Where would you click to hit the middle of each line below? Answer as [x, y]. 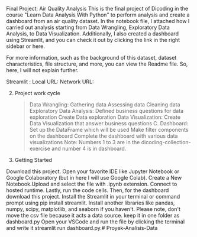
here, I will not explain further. [42, 70]
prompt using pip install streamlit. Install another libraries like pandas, [91, 203]
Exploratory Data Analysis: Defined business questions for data [106, 111]
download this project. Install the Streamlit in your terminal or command [93, 197]
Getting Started [33, 160]
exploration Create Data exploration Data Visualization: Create [105, 117]
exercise [40, 148]
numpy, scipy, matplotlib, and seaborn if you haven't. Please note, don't [93, 209]
